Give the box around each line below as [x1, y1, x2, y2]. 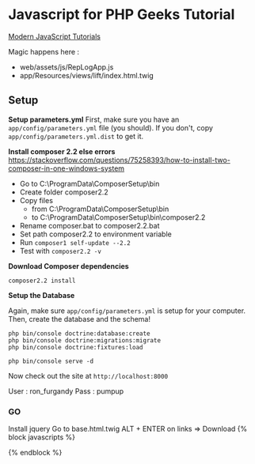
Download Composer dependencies [8, 261, 129, 270]
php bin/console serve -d [8, 357, 93, 365]
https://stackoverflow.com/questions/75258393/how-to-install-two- [8, 155, 231, 164]
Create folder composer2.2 [19, 187, 108, 197]
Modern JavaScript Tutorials [8, 32, 101, 41]
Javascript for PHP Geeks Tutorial [8, 6, 235, 24]
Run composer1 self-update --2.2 [19, 237, 131, 247]
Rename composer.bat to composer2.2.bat [19, 221, 160, 230]
